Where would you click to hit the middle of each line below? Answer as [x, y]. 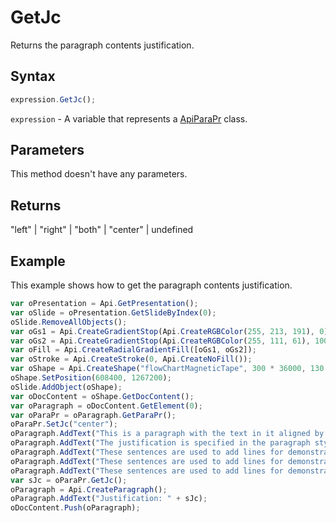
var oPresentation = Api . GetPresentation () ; [104, 304]
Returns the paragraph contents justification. [102, 45]
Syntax [33, 76]
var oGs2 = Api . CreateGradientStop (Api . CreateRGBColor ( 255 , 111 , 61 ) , [160, 341]
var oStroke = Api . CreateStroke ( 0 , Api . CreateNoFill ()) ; [131, 359]
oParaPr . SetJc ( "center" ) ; [64, 424]
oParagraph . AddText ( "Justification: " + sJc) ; [109, 499]
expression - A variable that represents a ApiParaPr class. [129, 118]
